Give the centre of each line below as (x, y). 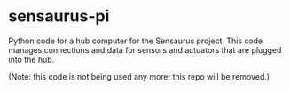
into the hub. (31, 59)
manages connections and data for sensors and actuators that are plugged (145, 49)
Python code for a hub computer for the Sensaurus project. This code (136, 41)
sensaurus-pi (59, 16)
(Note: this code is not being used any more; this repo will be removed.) (139, 76)
